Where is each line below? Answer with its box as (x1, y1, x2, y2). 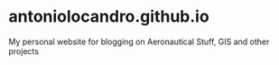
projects (8, 45, 40, 56)
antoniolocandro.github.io (8, 6, 209, 27)
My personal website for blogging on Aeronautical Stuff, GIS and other (8, 36, 270, 47)
